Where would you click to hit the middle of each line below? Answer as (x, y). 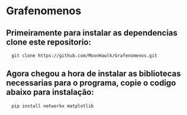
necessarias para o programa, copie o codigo (91, 83)
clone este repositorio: (49, 42)
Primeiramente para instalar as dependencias (92, 33)
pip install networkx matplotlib (53, 106)
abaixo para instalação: (50, 92)
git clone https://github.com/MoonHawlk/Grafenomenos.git (85, 56)
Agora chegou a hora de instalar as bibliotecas (93, 74)
